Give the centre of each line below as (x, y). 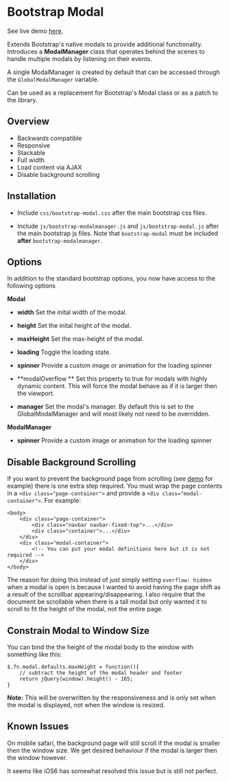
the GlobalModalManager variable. (53, 79)
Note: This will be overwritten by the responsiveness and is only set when (111, 698)
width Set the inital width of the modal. (72, 312)
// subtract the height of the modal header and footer (101, 673)
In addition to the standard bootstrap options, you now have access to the (111, 279)
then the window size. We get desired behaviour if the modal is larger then (112, 750)
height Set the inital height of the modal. (74, 326)
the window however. (37, 757)
